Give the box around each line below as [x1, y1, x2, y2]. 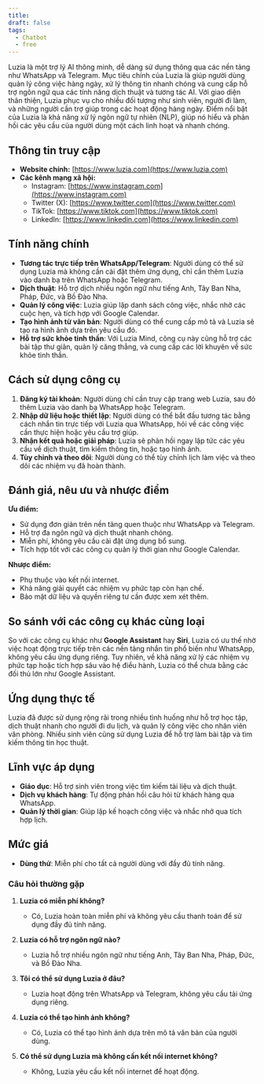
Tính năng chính [8, 238, 90, 251]
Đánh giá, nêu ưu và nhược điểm [8, 483, 170, 496]
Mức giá [8, 838, 49, 851]
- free [15, 41, 37, 49]
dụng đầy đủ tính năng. [31, 920, 107, 929]
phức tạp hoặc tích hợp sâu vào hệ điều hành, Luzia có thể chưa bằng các [8, 661, 249, 670]
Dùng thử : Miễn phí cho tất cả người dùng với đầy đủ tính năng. [19, 858, 225, 868]
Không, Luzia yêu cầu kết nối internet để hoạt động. [31, 1067, 200, 1076]
